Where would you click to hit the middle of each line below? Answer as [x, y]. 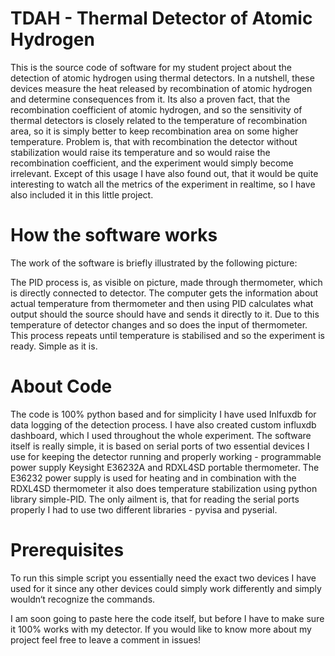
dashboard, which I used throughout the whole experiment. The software [161, 435]
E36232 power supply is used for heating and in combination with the [153, 478]
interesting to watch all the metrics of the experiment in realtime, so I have [163, 184]
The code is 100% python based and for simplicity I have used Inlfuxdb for [163, 414]
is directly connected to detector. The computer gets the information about [164, 293]
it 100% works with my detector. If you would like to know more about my [161, 629]
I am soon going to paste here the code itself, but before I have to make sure [167, 618]
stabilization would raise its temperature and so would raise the [140, 152]
